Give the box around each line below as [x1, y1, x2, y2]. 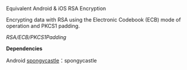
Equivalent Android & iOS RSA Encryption [6, 5, 106, 12]
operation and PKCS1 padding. [6, 23, 81, 29]
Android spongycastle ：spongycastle [6, 57, 97, 64]
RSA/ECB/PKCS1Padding [6, 34, 66, 40]
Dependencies [6, 45, 43, 52]
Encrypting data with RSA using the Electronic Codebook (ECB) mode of [6, 16, 181, 23]
